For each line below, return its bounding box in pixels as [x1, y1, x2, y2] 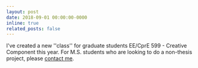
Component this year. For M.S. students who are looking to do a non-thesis [6, 49, 193, 56]
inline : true [6, 20, 39, 26]
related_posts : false [6, 25, 61, 32]
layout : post [6, 8, 39, 15]
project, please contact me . [6, 55, 74, 62]
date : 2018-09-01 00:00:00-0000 [6, 14, 87, 20]
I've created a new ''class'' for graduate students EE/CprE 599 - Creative [6, 42, 187, 49]
